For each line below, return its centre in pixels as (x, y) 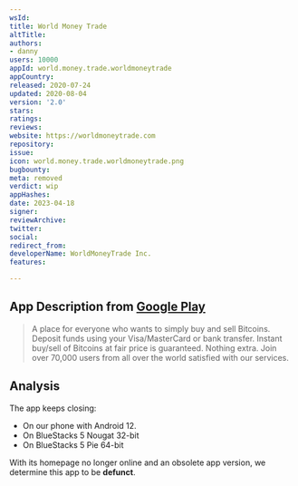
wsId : (19, 18)
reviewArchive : (38, 220)
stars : (22, 111)
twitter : (26, 228)
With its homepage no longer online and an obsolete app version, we (138, 462)
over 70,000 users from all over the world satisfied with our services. (160, 357)
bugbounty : (30, 170)
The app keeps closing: (53, 408)
